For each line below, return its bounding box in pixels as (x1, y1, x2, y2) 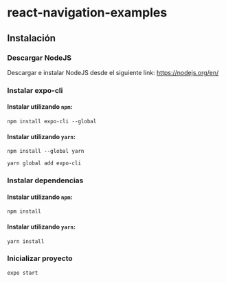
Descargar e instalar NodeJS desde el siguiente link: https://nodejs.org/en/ (7, 68, 219, 76)
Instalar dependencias (7, 176, 84, 185)
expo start (7, 269, 38, 276)
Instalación (7, 32, 56, 44)
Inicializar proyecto (7, 253, 74, 263)
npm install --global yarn (7, 148, 84, 155)
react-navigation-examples (7, 5, 168, 21)
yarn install (7, 238, 45, 245)
